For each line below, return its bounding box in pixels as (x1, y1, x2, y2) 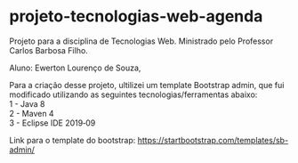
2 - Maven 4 (9, 108, 55, 118)
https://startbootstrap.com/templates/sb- (137, 134, 289, 145)
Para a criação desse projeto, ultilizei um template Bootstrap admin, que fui (9, 79, 285, 90)
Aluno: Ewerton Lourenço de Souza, (9, 62, 141, 73)
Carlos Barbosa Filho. (9, 45, 89, 55)
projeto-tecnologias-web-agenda (9, 6, 263, 27)
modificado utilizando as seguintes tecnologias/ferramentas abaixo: (9, 89, 258, 100)
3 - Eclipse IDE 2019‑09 (9, 118, 96, 128)
